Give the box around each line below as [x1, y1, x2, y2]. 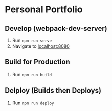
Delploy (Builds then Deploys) [5, 86, 102, 95]
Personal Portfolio [5, 4, 83, 15]
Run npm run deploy [12, 100, 54, 106]
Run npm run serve [12, 37, 52, 43]
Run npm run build [12, 71, 52, 77]
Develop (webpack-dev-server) [5, 24, 108, 33]
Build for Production [5, 58, 70, 66]
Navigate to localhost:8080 [12, 43, 70, 49]
